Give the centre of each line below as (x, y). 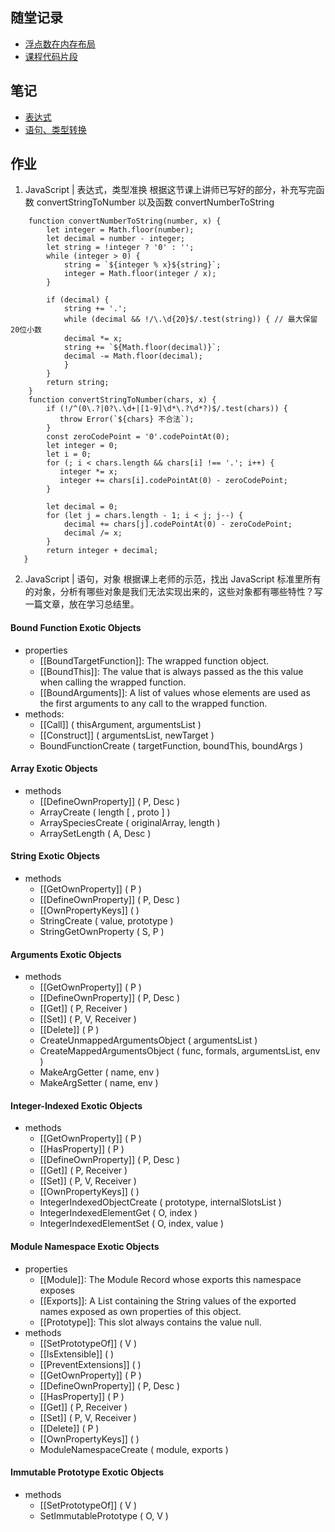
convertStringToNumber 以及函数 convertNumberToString (155, 202)
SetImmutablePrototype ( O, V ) (104, 1515)
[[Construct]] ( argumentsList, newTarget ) (127, 735)
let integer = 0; (82, 446)
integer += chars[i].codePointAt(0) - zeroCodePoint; (173, 481)
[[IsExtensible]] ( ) (77, 1354)
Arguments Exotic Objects (66, 954)
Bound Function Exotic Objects (76, 628)
